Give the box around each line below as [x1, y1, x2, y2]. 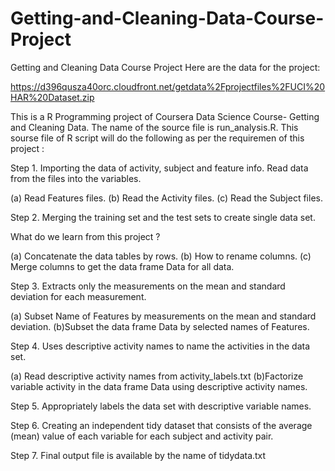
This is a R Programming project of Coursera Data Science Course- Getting [10, 110, 320, 122]
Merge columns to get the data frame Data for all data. [10, 260, 235, 272]
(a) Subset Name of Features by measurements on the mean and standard [10, 310, 317, 322]
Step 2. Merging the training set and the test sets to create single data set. [10, 211, 316, 223]
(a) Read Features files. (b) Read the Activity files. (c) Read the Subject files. [10, 192, 323, 204]
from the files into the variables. [10, 172, 142, 184]
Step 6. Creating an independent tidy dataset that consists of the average [10, 419, 313, 431]
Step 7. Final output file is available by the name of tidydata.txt [10, 449, 267, 461]
